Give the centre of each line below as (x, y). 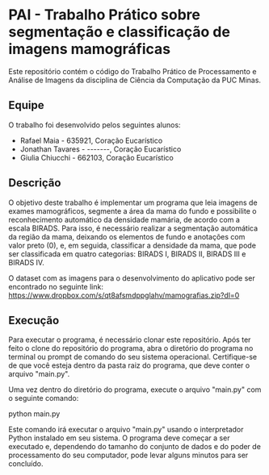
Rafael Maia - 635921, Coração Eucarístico (91, 140)
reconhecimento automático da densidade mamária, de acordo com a (124, 219)
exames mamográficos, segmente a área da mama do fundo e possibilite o (132, 210)
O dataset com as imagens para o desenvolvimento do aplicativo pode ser (132, 278)
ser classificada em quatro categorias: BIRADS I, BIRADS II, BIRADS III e (127, 254)
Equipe (26, 105)
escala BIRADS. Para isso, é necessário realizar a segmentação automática (133, 228)
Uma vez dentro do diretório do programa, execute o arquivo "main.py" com (135, 390)
